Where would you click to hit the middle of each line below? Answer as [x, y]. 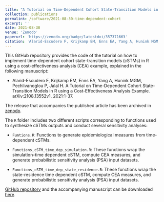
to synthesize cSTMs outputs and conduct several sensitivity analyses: [76, 125]
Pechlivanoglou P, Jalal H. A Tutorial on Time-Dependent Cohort [77, 86]
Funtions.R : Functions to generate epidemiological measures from [79, 135]
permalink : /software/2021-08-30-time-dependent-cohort [63, 19]
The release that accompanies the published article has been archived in [78, 105]
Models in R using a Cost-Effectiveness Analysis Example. [92, 90]
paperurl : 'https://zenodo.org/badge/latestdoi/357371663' [66, 37]
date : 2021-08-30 [23, 28]
